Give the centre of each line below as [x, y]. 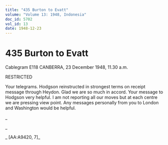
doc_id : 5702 [19, 19]
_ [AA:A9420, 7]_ [23, 137]
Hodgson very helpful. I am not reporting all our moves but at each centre [81, 97]
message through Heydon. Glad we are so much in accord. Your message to [84, 92]
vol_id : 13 [17, 24]
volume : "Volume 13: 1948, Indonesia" [46, 15]
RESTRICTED [19, 77]
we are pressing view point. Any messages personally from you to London [82, 103]
